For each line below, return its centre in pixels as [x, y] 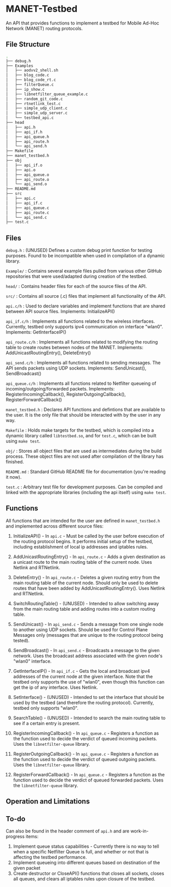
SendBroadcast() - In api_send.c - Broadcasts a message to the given [86, 650]
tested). [21, 640]
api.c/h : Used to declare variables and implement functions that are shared [86, 306]
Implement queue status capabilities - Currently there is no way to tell [86, 846]
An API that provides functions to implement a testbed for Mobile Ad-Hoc [82, 23]
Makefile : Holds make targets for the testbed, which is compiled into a [80, 430]
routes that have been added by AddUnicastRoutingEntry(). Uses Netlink [89, 588]
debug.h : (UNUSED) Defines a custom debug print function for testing [79, 250]
